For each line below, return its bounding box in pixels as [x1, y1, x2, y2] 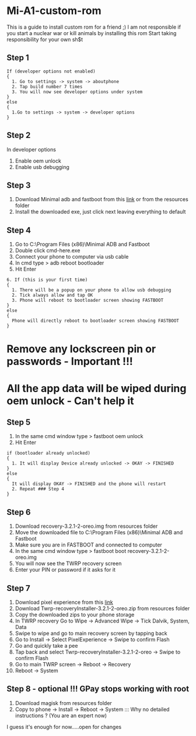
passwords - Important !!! [6, 355, 134, 368]
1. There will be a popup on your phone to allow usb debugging [12, 287, 171, 293]
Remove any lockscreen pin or [6, 342, 156, 356]
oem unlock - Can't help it [6, 394, 134, 407]
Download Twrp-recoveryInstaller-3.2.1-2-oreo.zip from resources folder [15, 605, 190, 612]
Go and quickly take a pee [15, 642, 78, 649]
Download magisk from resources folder [15, 699, 113, 706]
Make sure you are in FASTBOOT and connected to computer [15, 541, 163, 548]
